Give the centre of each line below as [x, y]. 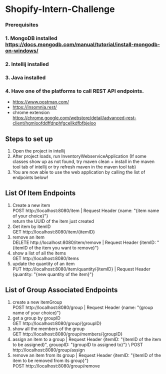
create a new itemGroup [37, 302]
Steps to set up [29, 139]
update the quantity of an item [43, 263]
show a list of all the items [39, 253]
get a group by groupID [36, 318]
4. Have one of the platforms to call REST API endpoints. [74, 91]
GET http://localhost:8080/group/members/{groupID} [67, 334]
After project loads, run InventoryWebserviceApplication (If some [79, 156]
